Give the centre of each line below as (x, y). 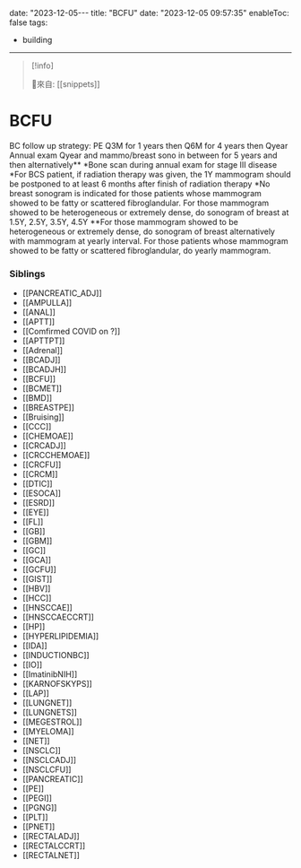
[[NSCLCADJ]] (49, 760)
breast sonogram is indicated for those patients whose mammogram (136, 193)
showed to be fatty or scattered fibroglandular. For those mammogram (139, 203)
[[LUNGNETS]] (50, 713)
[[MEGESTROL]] (52, 722)
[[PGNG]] (39, 808)
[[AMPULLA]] (47, 303)
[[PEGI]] (37, 798)
